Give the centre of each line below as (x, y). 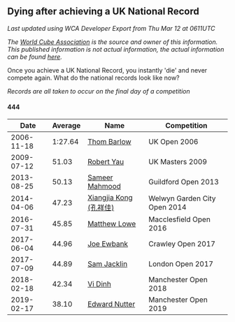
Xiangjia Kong (110, 198)
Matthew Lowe (112, 224)
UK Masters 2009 (178, 162)
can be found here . (35, 57)
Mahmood (104, 186)
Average (66, 126)
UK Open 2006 (173, 142)
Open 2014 (168, 207)
